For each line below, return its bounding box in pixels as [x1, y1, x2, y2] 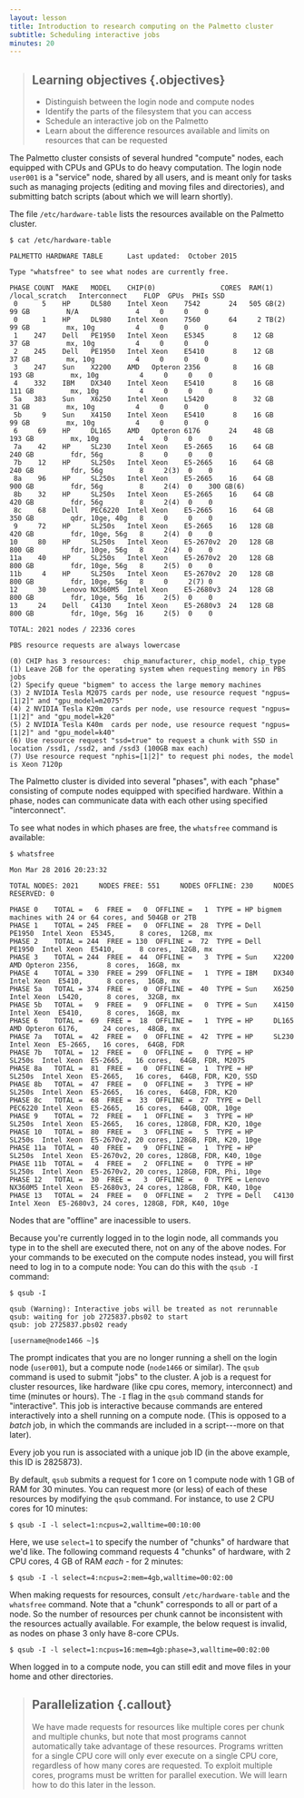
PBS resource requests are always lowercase [9, 641, 181, 650]
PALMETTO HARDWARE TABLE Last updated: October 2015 [9, 251, 238, 261]
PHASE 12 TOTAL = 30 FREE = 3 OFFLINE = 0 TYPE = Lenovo [9, 1175, 270, 1184]
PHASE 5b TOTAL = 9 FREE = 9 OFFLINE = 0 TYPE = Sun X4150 [9, 1000, 295, 1010]
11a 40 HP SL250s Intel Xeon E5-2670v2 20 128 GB [9, 554, 274, 563]
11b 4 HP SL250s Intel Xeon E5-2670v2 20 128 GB [9, 569, 274, 579]
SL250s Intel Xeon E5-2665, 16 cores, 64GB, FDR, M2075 [9, 1056, 246, 1066]
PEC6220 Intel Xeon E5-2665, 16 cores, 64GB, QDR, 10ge [9, 1104, 242, 1113]
